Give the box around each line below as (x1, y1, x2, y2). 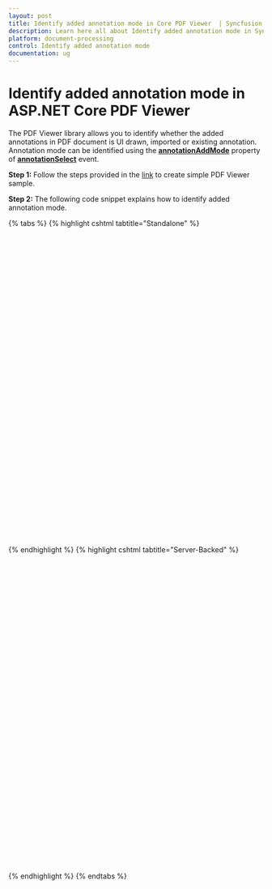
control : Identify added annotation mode (8, 42, 151, 50)
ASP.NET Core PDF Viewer (8, 102, 190, 120)
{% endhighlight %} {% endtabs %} (8, 871, 127, 881)
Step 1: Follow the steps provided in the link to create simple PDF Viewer (8, 169, 250, 179)
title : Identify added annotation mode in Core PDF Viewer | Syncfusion (8, 19, 263, 28)
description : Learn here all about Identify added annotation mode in (8, 27, 252, 35)
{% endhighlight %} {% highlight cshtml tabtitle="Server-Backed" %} (8, 544, 240, 555)
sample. (8, 178, 35, 188)
